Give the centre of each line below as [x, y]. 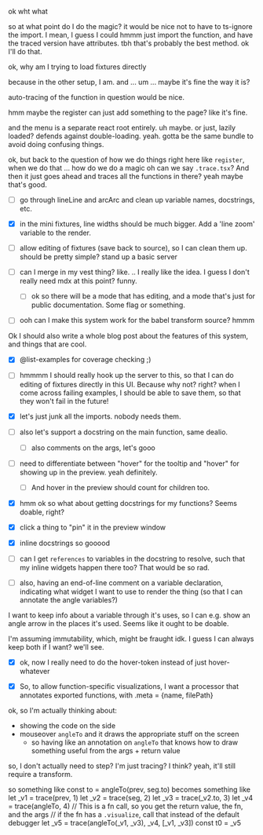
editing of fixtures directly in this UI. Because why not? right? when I [130, 384]
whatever [35, 672]
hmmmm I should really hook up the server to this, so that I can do [126, 375]
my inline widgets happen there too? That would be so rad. [115, 568]
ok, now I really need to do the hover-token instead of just [113, 662]
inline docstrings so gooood [64, 543]
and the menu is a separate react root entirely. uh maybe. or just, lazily [122, 128]
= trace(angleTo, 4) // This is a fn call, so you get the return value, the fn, [126, 806]
